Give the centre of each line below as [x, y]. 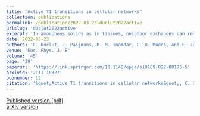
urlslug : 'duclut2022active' [42, 28]
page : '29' [20, 61]
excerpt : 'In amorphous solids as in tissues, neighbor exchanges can [96, 34]
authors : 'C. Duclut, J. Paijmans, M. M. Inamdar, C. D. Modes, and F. [97, 45]
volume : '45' [22, 56]
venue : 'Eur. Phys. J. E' [38, 51]
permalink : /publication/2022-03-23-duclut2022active [74, 23]
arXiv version [22, 107]
